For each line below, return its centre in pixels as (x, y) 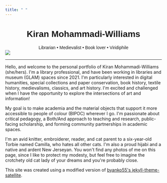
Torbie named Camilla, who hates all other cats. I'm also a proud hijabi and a (83, 144)
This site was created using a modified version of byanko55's (68, 170)
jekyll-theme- (146, 170)
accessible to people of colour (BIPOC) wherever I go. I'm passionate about (83, 113)
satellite (13, 175)
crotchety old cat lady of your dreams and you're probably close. (72, 160)
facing (12, 124)
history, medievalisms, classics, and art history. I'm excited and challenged (82, 88)
